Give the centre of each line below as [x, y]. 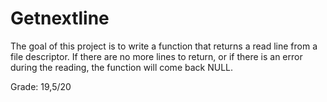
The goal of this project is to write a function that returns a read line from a [164, 46]
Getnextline [60, 18]
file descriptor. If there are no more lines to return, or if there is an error [156, 56]
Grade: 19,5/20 [41, 86]
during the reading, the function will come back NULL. [121, 67]
